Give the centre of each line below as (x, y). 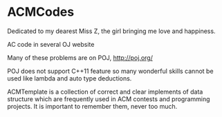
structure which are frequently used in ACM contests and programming (109, 99)
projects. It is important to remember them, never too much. (92, 106)
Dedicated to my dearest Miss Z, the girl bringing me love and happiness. (111, 31)
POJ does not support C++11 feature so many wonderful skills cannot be (110, 71)
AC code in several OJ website (51, 44)
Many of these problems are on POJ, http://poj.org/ (80, 57)
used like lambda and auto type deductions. (70, 78)
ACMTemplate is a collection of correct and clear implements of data (105, 92)
